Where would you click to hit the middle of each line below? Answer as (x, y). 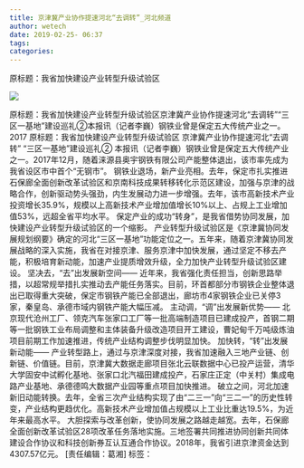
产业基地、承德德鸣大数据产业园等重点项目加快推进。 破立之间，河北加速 (153, 387)
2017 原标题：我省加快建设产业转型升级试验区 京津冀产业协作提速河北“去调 (149, 138)
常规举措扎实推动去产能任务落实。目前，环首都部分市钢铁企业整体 (163, 284)
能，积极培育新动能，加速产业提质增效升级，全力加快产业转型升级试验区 (144, 262)
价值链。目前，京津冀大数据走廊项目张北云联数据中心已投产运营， (156, 364)
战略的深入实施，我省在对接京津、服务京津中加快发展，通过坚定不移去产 (152, 251)
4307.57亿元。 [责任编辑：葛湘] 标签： (81, 454)
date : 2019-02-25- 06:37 (56, 34)
